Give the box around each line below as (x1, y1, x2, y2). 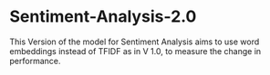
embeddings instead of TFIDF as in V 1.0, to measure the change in (9, 45, 262, 56)
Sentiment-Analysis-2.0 (9, 6, 197, 27)
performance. (9, 55, 61, 66)
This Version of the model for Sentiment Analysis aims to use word (9, 36, 260, 47)
